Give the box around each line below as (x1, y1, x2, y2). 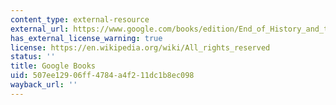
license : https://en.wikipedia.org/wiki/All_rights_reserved (10, 42, 271, 53)
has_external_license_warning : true (10, 33, 163, 43)
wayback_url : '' (10, 80, 78, 90)
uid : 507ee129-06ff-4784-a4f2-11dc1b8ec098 (10, 71, 195, 81)
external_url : (10, 24, 70, 34)
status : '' (10, 52, 56, 62)
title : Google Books (10, 61, 97, 71)
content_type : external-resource (10, 14, 150, 25)
